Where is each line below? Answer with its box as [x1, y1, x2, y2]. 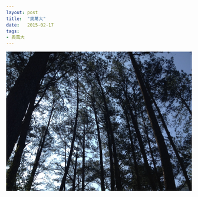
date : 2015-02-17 [6, 22, 54, 28]
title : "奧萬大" [6, 15, 46, 22]
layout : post [6, 9, 38, 15]
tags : [6, 28, 19, 34]
